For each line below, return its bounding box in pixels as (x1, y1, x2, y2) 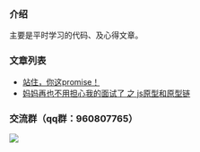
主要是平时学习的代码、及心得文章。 (9, 30, 143, 41)
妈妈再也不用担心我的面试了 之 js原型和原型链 (22, 88, 191, 98)
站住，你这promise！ (22, 76, 100, 87)
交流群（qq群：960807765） (9, 112, 138, 124)
